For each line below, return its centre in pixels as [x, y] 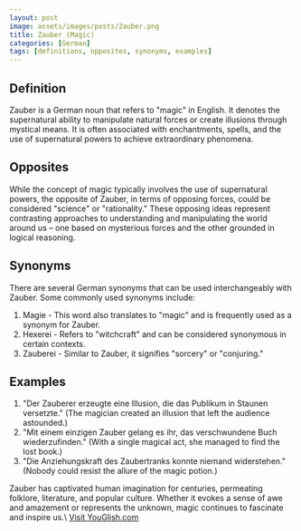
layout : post [34, 18]
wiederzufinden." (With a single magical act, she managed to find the [151, 442]
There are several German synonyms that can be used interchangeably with [150, 287]
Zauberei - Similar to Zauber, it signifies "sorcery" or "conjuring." [143, 353]
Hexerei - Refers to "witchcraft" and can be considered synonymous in [154, 334]
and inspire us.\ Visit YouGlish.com [74, 517]
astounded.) [45, 423]
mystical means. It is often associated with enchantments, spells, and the [146, 129]
